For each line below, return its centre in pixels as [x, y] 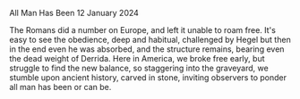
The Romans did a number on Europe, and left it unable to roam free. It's [142, 30]
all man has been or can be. [60, 87]
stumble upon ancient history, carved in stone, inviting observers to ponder [148, 78]
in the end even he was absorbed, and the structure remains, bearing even [147, 49]
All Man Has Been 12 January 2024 [74, 13]
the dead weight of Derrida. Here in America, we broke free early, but [137, 58]
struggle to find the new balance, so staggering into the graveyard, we [139, 68]
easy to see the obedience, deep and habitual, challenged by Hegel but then [150, 40]
